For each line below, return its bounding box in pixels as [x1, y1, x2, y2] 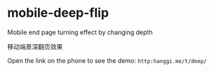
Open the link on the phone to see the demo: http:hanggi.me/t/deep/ [7, 56, 207, 64]
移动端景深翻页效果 [7, 42, 63, 50]
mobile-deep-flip [7, 5, 109, 21]
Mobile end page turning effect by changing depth [7, 28, 153, 36]
